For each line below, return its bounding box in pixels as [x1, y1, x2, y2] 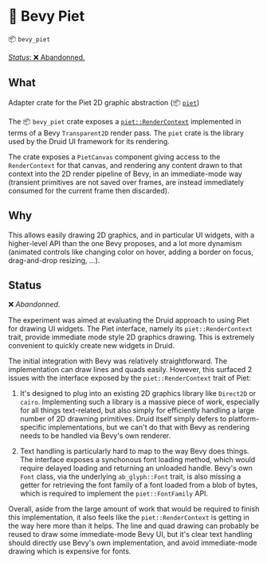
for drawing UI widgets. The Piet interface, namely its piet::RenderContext [8, 324, 253, 334]
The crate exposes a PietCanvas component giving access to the [8, 151, 221, 162]
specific [19, 422, 46, 433]
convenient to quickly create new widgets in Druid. [8, 341, 175, 351]
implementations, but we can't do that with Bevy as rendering [47, 422, 250, 433]
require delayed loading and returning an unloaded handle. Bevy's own [19, 464, 253, 473]
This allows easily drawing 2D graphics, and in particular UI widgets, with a [8, 230, 255, 240]
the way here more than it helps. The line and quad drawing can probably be [8, 521, 259, 531]
